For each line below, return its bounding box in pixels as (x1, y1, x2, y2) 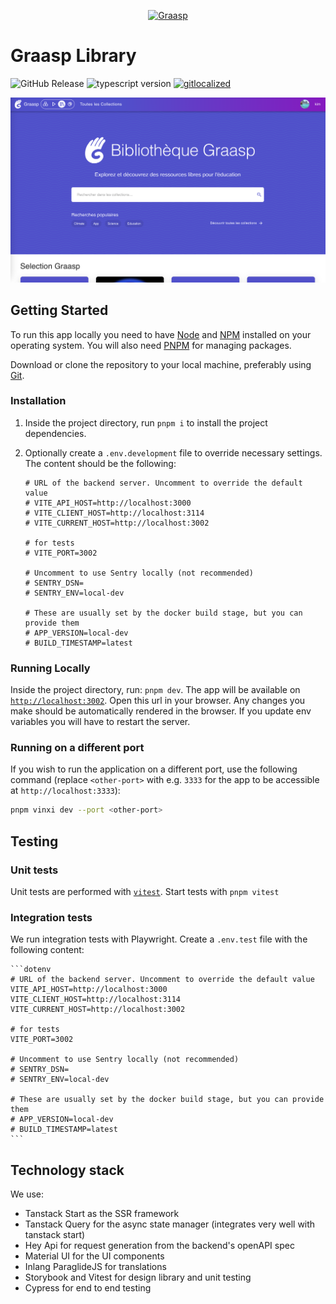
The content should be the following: (24, 457, 177, 469)
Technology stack (10, 1161, 125, 1179)
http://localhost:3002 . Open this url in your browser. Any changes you (10, 695, 306, 707)
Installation (10, 394, 67, 408)
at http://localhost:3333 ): (10, 785, 121, 797)
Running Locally (10, 661, 91, 675)
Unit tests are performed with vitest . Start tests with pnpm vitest (10, 886, 280, 897)
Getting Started (10, 302, 109, 319)
